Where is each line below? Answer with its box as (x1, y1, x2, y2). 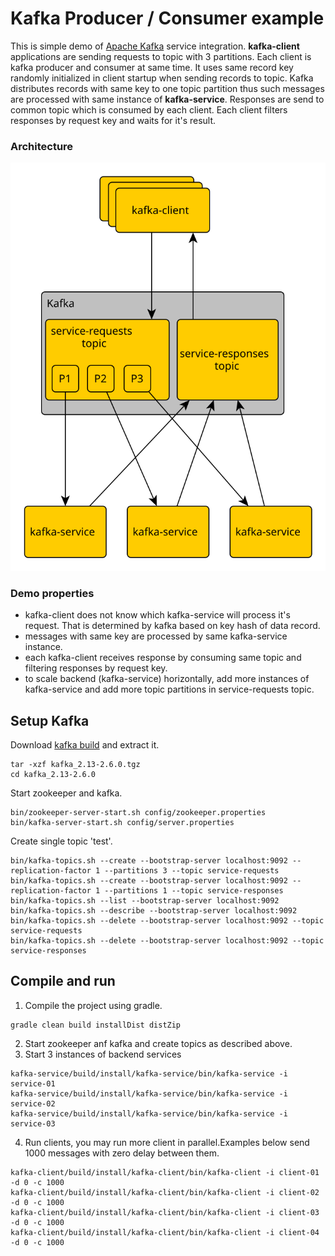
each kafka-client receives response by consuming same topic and (24, 652, 302, 664)
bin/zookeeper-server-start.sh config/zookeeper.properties (10, 807, 267, 817)
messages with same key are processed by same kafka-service (24, 630, 288, 642)
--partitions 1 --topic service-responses (104, 885, 284, 896)
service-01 (10, 1078, 56, 1089)
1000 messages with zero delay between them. (24, 1147, 220, 1159)
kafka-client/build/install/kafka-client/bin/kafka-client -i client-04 (10, 1227, 320, 1237)
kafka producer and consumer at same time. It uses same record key (10, 61, 294, 73)
